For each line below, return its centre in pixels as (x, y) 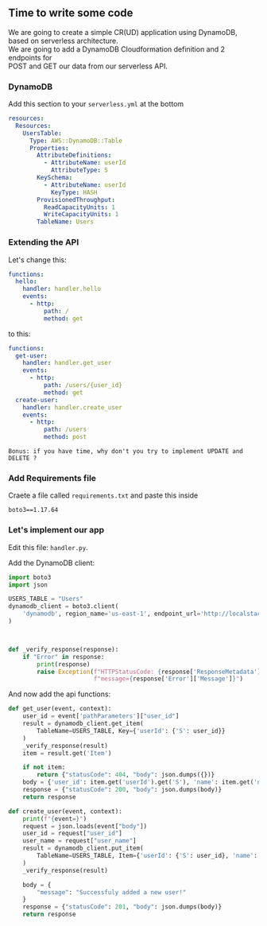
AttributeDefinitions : (74, 155)
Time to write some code (71, 13)
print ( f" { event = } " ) (55, 819)
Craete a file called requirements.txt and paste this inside (103, 495)
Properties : (49, 148)
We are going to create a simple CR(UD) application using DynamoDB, (123, 32)
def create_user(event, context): (66, 811)
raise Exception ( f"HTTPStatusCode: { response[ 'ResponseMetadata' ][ (151, 672)
